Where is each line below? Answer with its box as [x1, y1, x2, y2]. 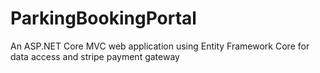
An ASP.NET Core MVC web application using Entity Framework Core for [10, 40, 310, 52]
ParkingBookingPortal [10, 7, 197, 30]
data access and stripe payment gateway [10, 50, 180, 62]
